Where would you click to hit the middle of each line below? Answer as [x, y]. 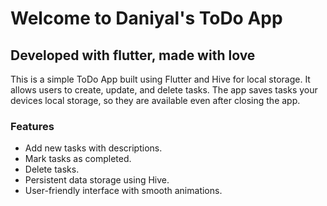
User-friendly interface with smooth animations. [123, 191]
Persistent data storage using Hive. [97, 180]
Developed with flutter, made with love [133, 55]
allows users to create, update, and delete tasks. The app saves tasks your [164, 90]
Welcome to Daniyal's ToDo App [146, 18]
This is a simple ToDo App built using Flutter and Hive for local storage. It [160, 79]
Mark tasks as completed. [78, 159]
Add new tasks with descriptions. [93, 148]
